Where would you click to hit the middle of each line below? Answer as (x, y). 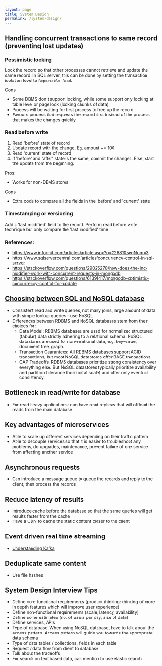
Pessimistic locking (28, 60)
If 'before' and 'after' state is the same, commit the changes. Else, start (83, 159)
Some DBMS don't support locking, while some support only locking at (83, 99)
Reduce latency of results (44, 499)
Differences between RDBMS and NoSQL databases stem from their (80, 321)
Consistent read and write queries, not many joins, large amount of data (84, 310)
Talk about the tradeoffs (36, 653)
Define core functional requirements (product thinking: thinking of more (83, 602)
